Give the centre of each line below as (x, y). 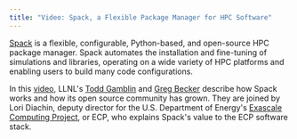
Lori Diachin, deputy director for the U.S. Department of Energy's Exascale (146, 107)
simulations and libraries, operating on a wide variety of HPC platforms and (147, 61)
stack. (20, 127)
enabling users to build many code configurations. (101, 71)
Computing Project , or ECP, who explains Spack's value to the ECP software (149, 117)
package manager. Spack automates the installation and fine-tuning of (138, 52)
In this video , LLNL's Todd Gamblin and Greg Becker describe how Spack (143, 88)
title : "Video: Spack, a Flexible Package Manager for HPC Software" (141, 17)
